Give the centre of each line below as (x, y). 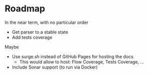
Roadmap (25, 9)
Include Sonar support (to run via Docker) (55, 67)
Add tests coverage (32, 37)
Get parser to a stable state (40, 32)
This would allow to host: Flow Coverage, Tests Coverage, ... (82, 62)
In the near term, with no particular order (46, 22)
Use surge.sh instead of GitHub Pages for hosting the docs (72, 56)
